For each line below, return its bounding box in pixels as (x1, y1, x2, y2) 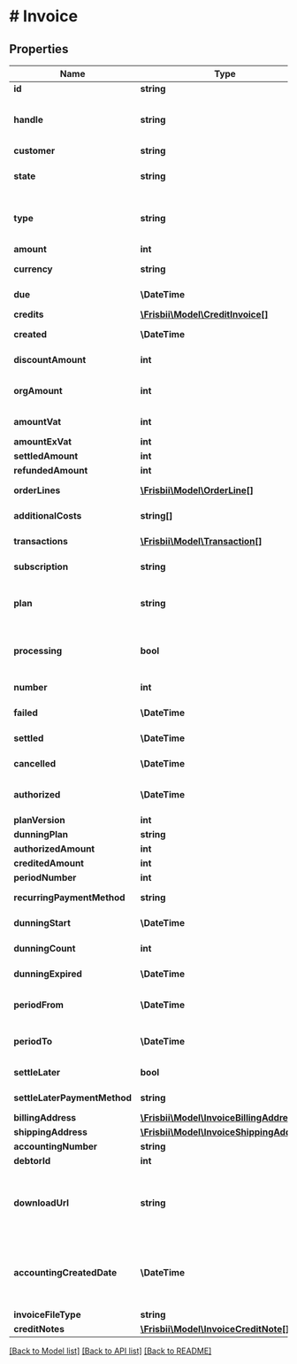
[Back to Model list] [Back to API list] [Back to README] (9, 1345, 212, 1356)
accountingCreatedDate (13, 1267, 118, 1278)
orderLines (13, 484, 61, 497)
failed (13, 706, 38, 719)
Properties (9, 42, 69, 57)
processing (13, 644, 63, 657)
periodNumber (13, 872, 77, 883)
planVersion (13, 814, 65, 826)
